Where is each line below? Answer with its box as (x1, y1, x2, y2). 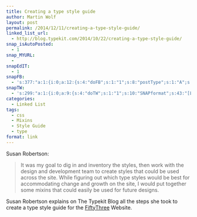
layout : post (6, 19, 38, 25)
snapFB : (6, 74, 25, 80)
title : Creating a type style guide (6, 8, 96, 15)
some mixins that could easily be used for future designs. (20, 186, 159, 194)
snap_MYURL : (6, 52, 35, 58)
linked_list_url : (6, 30, 49, 36)
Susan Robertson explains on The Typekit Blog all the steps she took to (6, 198, 178, 205)
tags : (6, 107, 19, 113)
